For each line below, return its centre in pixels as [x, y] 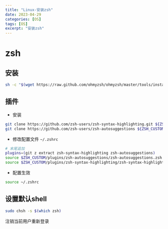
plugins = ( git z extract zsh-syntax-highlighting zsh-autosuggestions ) [80, 153]
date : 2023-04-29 [23, 15]
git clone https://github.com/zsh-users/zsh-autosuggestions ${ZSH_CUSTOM [85, 129]
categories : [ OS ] [23, 19]
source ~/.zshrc [22, 182]
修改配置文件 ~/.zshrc [35, 139]
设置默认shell [26, 199]
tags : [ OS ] [16, 24]
